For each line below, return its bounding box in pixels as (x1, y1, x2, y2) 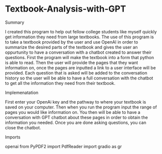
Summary (5, 19, 25, 25)
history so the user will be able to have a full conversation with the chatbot (5, 75, 153, 81)
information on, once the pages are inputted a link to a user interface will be (5, 64, 156, 71)
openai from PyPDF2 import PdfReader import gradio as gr (5, 143, 122, 149)
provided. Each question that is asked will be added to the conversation (5, 70, 147, 76)
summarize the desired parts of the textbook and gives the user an (5, 44, 138, 50)
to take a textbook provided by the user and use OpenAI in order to (5, 39, 138, 45)
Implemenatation (5, 90, 39, 95)
